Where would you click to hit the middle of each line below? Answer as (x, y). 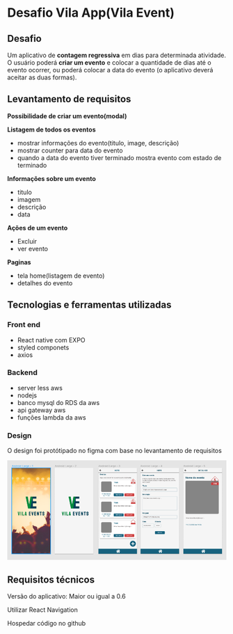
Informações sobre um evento (51, 178)
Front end (24, 325)
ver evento (33, 248)
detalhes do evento (45, 283)
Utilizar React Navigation (42, 610)
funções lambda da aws (51, 417)
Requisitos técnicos (51, 579)
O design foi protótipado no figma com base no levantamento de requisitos (115, 451)
